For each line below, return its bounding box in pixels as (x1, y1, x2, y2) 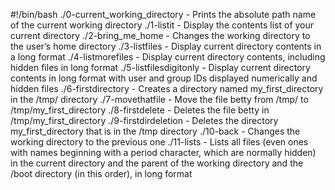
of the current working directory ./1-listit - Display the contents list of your (10, 19, 315, 31)
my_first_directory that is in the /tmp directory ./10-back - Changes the (10, 125, 301, 137)
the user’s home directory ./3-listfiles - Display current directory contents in (10, 40, 322, 52)
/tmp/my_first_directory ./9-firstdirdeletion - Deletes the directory (10, 115, 279, 126)
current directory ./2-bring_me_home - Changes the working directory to (10, 30, 311, 41)
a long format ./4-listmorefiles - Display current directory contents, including (10, 51, 326, 63)
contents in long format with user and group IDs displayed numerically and (10, 72, 318, 84)
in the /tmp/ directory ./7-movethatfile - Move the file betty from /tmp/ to (10, 94, 309, 105)
